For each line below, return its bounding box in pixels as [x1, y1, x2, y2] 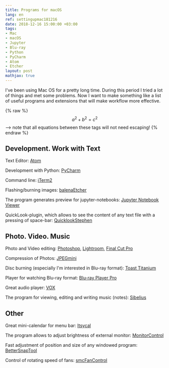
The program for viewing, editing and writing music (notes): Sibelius [5, 294, 146, 301]
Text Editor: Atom [5, 158, 41, 164]
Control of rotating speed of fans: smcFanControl [5, 357, 107, 363]
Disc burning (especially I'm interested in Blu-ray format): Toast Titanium [5, 265, 156, 271]
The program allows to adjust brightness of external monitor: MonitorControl [5, 332, 164, 338]
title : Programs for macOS [5, 7, 62, 13]
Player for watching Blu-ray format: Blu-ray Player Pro [5, 275, 117, 281]
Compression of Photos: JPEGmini [5, 255, 77, 261]
